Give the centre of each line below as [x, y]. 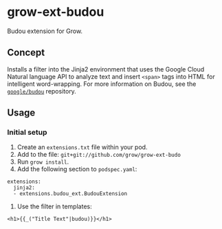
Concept [26, 53]
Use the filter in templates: [54, 206]
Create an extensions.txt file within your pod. [82, 147]
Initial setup [27, 133]
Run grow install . [43, 162]
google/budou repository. [42, 91]
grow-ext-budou [56, 12]
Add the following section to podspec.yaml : [77, 169]
